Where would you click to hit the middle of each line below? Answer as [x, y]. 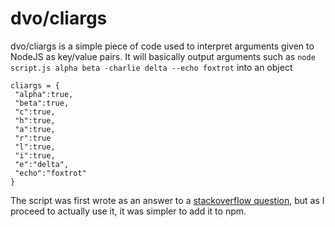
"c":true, [35, 112]
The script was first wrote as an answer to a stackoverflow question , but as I [167, 200]
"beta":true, [42, 103]
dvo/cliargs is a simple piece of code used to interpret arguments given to [162, 46]
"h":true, [35, 120]
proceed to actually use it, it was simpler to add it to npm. [128, 211]
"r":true [33, 138]
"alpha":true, [44, 94]
